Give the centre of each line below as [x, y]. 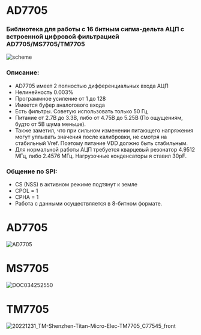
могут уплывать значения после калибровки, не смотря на [91, 137]
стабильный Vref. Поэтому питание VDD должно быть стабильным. [101, 143]
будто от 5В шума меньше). [50, 124]
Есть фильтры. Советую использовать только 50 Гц [81, 111]
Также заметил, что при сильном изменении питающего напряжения [104, 130]
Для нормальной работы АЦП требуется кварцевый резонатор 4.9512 [105, 149]
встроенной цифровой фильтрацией [63, 37]
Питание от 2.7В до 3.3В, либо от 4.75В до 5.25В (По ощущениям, [99, 117]
